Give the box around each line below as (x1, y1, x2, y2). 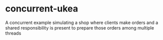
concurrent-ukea (5, 3, 78, 14)
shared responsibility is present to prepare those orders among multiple (5, 24, 154, 30)
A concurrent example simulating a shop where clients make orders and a (5, 19, 158, 25)
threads (5, 30, 22, 36)
